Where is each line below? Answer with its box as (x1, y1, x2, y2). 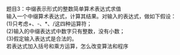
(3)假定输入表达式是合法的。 (6, 35, 78, 42)
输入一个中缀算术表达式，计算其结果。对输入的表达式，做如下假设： (6, 13, 176, 20)
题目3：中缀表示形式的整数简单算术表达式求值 (6, 5, 121, 12)
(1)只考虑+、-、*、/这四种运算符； (6, 20, 92, 27)
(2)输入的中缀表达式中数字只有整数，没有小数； (6, 27, 125, 35)
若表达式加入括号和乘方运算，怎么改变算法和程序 (6, 42, 128, 50)
